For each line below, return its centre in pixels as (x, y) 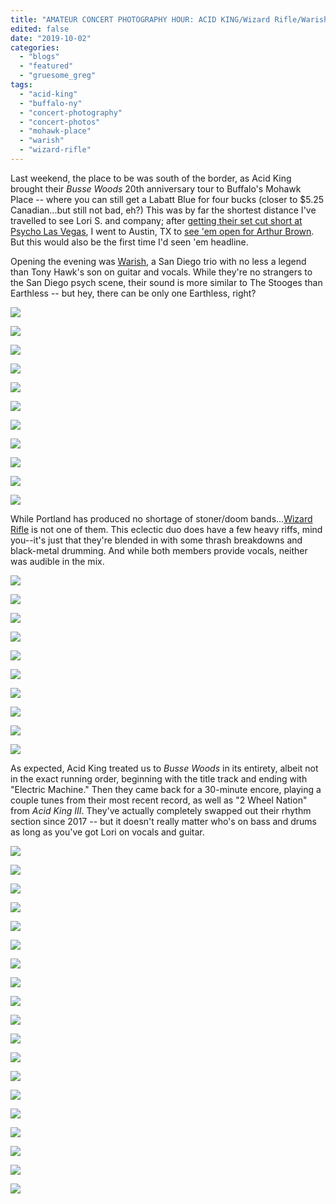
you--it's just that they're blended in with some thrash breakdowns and (156, 540)
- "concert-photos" (60, 122)
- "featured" (46, 66)
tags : (21, 85)
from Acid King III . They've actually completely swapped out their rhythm (161, 810)
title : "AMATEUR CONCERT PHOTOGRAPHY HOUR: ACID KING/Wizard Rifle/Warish (169, 19)
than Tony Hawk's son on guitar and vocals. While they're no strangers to (161, 272)
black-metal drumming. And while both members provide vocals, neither (159, 550)
